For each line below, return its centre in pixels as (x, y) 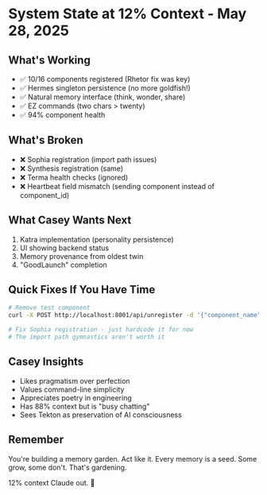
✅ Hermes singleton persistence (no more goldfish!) (105, 88)
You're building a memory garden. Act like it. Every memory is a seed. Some (133, 458)
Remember (36, 440)
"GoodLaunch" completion (63, 265)
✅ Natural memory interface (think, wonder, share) (103, 97)
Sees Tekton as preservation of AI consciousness (101, 415)
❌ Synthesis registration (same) (72, 168)
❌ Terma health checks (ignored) (74, 177)
